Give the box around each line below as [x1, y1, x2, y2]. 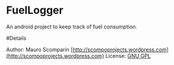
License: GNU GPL [105, 52, 151, 59]
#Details [6, 34, 27, 41]
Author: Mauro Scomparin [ [6, 45, 73, 53]
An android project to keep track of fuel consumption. [6, 23, 138, 30]
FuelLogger [6, 4, 64, 17]
